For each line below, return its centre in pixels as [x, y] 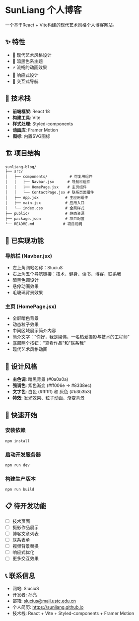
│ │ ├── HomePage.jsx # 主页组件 [46, 187]
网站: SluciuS [26, 589]
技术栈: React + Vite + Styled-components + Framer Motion [73, 614]
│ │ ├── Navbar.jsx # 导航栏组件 [48, 182]
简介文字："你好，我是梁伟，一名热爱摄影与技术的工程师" [71, 337]
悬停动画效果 [25, 286]
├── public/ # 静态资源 [45, 214]
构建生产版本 [21, 479]
